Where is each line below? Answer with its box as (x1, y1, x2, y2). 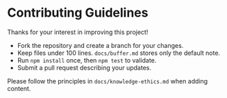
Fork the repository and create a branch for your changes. (17, 41, 184, 49)
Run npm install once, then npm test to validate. (17, 56, 157, 64)
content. (7, 84, 31, 92)
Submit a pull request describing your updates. (17, 63, 151, 72)
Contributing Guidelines (7, 5, 149, 21)
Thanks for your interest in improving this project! (7, 28, 149, 36)
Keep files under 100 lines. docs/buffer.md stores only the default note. (17, 49, 221, 57)
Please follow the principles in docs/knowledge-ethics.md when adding (7, 76, 208, 85)
